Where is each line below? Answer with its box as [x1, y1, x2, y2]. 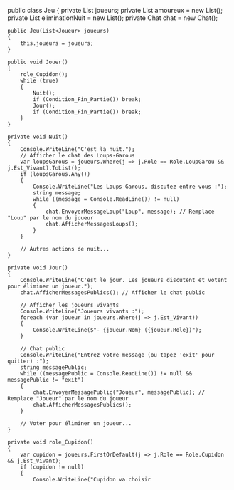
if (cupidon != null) [20, 464, 84, 471]
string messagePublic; [20, 364, 87, 371]
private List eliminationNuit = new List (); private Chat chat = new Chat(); [7, 14, 218, 22]
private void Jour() [7, 264, 69, 271]
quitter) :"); [7, 358, 50, 365]
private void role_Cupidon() [7, 439, 94, 446]
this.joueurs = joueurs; [20, 40, 94, 47]
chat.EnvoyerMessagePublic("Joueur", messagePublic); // [33, 389, 205, 396]
